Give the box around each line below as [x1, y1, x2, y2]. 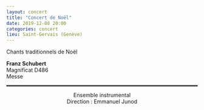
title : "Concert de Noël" [6, 15, 72, 21]
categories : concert [6, 26, 59, 32]
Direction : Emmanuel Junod [66, 98, 138, 105]
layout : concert [6, 9, 47, 15]
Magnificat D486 [6, 66, 49, 74]
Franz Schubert [6, 60, 47, 67]
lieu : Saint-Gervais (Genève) [6, 32, 83, 38]
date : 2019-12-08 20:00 [6, 20, 67, 26]
